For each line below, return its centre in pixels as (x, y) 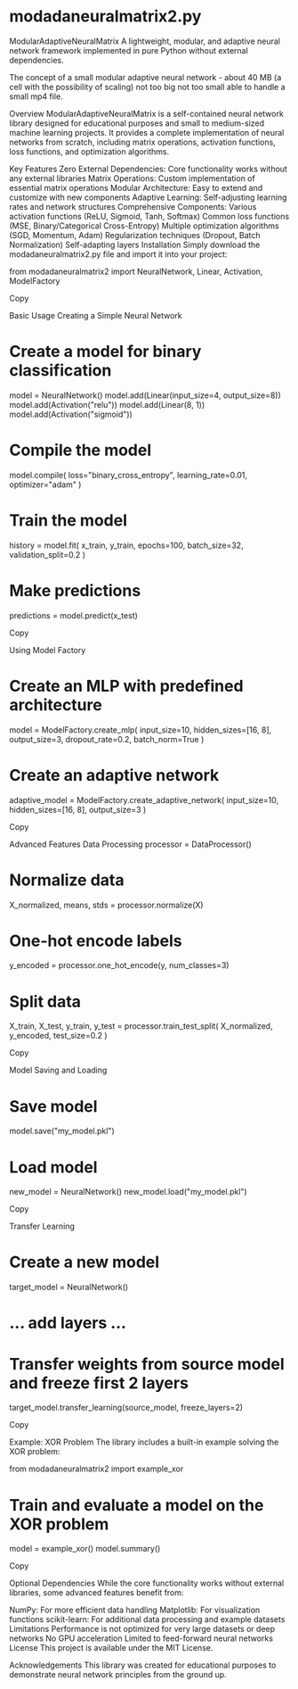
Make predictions (75, 590)
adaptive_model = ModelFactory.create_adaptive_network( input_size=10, (144, 799)
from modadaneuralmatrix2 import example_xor (97, 1469)
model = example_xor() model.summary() (85, 1549)
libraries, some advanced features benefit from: (97, 1593)
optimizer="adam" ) (45, 484)
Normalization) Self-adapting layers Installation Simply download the (135, 244)
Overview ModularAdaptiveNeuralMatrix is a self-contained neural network (147, 113)
